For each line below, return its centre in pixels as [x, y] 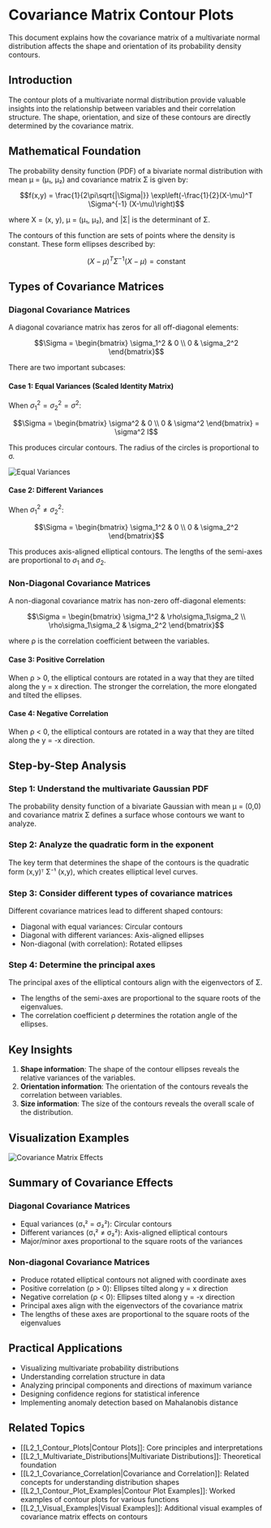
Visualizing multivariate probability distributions [99, 1368]
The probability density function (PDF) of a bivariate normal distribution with [136, 170]
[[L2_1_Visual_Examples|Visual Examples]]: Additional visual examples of [141, 1508]
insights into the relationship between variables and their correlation [122, 108]
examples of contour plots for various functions [100, 1499]
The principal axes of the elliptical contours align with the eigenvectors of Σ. [135, 982]
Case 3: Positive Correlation [57, 659]
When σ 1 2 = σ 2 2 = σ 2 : [45, 406]
